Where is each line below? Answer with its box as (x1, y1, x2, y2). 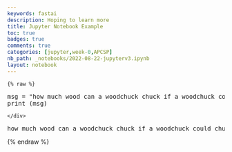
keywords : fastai (7, 10, 57, 17)
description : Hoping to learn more (7, 17, 110, 23)
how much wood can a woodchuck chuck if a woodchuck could (7, 124, 212, 132)
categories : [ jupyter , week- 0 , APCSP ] (7, 49, 113, 56)
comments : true (7, 42, 51, 49)
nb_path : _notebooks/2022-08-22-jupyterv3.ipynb (7, 55, 150, 62)
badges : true (7, 36, 45, 43)
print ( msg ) (7, 99, 48, 107)
